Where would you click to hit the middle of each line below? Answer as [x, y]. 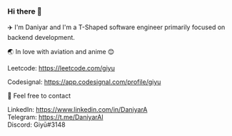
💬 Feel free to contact [39, 96]
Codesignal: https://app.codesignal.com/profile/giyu [84, 82]
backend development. [41, 38]
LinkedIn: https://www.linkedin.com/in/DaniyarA [77, 110]
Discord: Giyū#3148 [36, 125]
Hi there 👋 [25, 11]
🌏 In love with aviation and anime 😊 [61, 52]
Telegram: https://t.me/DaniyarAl [55, 117]
